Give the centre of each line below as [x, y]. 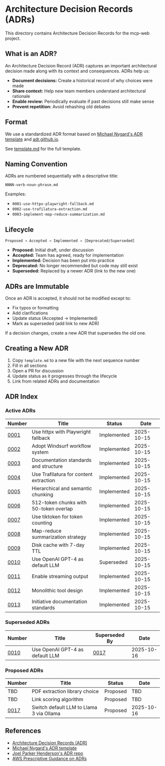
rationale [21, 96]
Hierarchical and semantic [62, 488]
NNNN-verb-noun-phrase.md [31, 185]
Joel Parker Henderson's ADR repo [48, 753]
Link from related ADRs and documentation [56, 381]
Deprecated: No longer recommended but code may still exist [75, 266]
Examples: [15, 194]
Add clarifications [30, 313]
